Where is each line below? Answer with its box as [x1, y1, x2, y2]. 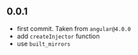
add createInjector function [16, 32, 100, 40]
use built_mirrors [16, 39, 71, 48]
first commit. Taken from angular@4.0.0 [16, 24, 131, 32]
